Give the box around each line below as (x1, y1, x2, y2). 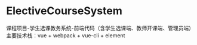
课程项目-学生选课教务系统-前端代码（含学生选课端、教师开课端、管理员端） (6, 24, 194, 31)
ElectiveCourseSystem (6, 4, 122, 18)
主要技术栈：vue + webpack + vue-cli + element (6, 31, 125, 39)
